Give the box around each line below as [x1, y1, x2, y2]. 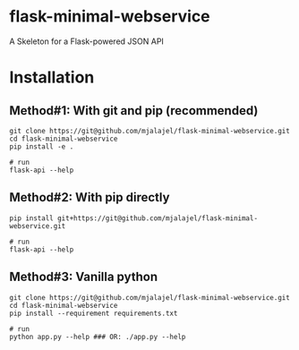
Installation [9, 67, 95, 88]
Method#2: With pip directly [9, 190, 170, 205]
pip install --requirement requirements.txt [9, 309, 178, 318]
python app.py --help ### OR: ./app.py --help [9, 332, 186, 341]
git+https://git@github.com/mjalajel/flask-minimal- [56, 213, 258, 223]
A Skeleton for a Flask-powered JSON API [9, 36, 164, 47]
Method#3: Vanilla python [9, 269, 158, 285]
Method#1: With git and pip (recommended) [9, 103, 259, 118]
